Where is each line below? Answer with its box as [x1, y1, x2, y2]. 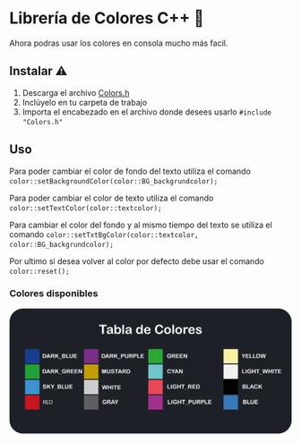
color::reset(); [9, 267, 70, 276]
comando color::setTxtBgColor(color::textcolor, [9, 228, 199, 240]
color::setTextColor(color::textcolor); [9, 203, 163, 213]
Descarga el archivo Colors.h [21, 87, 130, 98]
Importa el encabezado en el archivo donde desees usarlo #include [21, 106, 271, 117]
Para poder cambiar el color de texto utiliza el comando [9, 192, 214, 203]
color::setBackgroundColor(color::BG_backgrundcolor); [9, 176, 219, 186]
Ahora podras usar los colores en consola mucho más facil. [9, 38, 228, 48]
